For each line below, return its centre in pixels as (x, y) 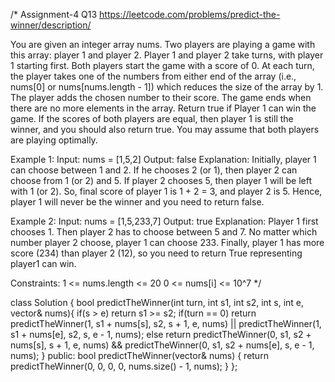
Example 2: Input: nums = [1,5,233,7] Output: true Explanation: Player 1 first (164, 221)
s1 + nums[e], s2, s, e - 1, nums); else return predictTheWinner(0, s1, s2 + (161, 334)
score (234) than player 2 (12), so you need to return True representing (156, 253)
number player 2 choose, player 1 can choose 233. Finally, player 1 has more (167, 242)
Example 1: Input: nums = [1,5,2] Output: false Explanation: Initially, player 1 (163, 159)
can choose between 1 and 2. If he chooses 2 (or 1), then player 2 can (154, 170)
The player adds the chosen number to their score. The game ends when (161, 97)
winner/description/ (51, 25)
